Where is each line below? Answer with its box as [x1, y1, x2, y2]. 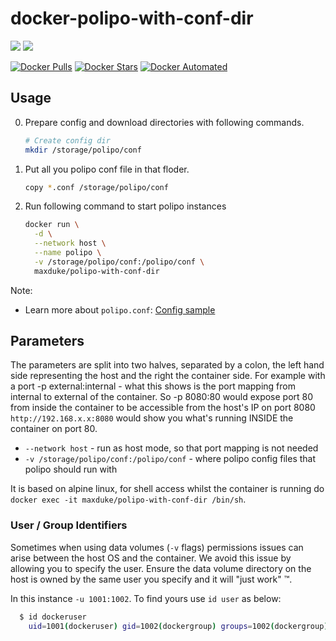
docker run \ [24, 220, 80, 230]
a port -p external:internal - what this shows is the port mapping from [10, 380, 296, 392]
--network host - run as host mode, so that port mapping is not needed [24, 442, 319, 454]
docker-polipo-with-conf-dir [10, 7, 254, 30]
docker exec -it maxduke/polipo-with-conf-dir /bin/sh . [10, 493, 247, 506]
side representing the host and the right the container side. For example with [10, 370, 326, 382]
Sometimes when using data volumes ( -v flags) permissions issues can [10, 541, 304, 553]
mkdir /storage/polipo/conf [24, 145, 142, 155]
